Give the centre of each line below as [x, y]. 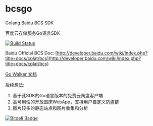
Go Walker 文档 [21, 74]
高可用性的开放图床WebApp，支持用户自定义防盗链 [66, 102]
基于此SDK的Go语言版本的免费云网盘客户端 [58, 95]
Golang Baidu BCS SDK [30, 23]
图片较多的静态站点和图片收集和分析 [50, 108]
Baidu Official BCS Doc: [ [31, 53]
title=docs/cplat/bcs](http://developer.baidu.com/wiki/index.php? [73, 58]
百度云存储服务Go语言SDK [33, 33]
